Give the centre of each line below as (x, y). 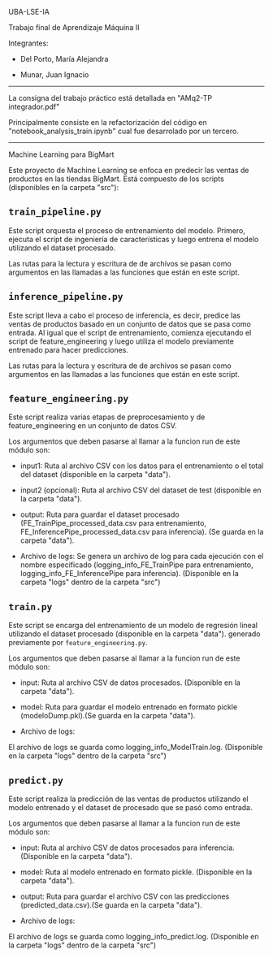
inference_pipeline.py (66, 297)
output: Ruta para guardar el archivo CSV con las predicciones (125, 896)
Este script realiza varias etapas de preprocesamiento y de (107, 417)
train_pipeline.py (55, 212)
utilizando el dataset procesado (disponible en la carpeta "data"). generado (134, 634)
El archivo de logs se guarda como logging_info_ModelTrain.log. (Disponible (136, 748)
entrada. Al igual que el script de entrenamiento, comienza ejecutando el (130, 332)
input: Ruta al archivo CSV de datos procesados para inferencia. (128, 847)
